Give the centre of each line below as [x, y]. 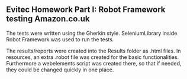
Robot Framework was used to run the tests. [60, 39]
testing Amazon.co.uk [48, 19]
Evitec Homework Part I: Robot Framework [86, 10]
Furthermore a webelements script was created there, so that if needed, [94, 63]
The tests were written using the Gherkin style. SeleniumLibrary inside [92, 33]
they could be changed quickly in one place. [60, 70]
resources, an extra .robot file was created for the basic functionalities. [93, 57]
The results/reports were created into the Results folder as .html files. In [94, 51]
